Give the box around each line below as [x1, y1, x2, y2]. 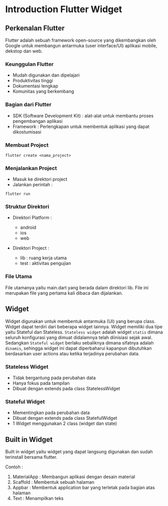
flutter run [5, 191, 30, 196]
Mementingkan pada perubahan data [12, 410, 90, 416]
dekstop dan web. [5, 48, 43, 54]
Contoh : [5, 464, 23, 470]
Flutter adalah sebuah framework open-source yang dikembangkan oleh [5, 37, 156, 43]
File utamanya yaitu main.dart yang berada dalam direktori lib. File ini [5, 284, 149, 290]
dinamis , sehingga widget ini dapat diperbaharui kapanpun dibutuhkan [5, 345, 152, 351]
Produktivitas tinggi [12, 78, 53, 84]
